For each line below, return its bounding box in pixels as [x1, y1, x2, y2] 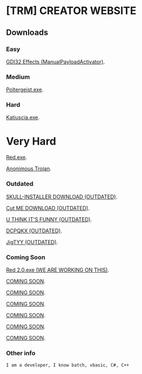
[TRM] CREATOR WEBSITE [6, 4, 137, 18]
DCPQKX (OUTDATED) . [6, 227, 63, 234]
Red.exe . [6, 154, 27, 161]
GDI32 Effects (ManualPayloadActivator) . [6, 58, 105, 65]
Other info [6, 349, 36, 357]
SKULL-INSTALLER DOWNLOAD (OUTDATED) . [6, 193, 118, 200]
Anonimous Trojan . [6, 165, 51, 172]
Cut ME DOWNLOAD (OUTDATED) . [6, 204, 90, 211]
